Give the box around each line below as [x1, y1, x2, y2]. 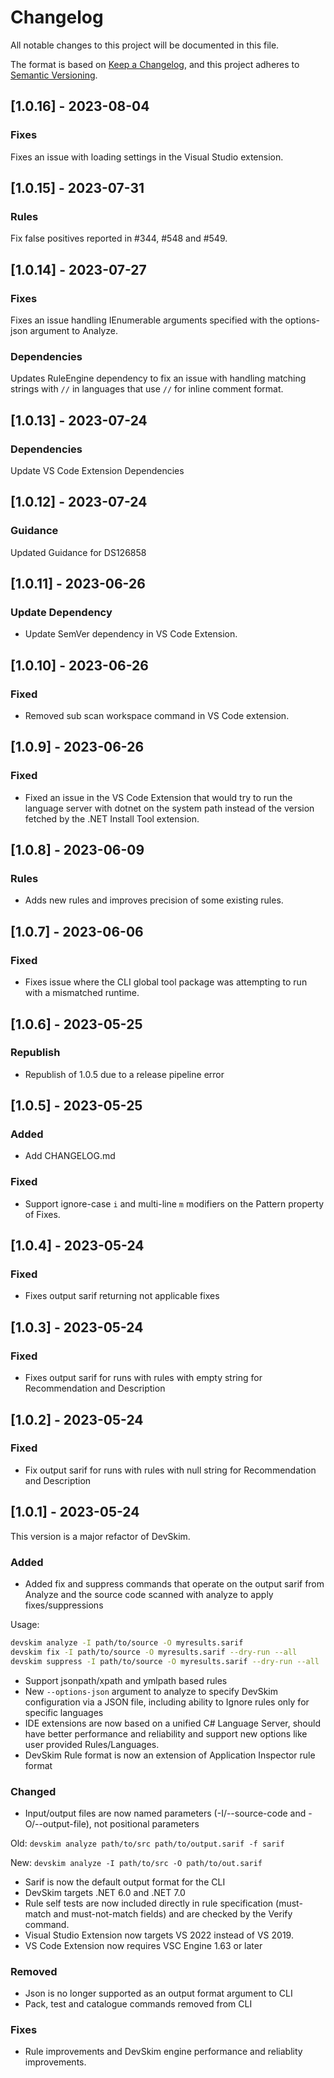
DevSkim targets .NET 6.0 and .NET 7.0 [24, 1886, 186, 1898]
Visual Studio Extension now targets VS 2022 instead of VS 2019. [24, 1929, 294, 1941]
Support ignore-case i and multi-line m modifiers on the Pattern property [24, 1197, 325, 1210]
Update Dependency [10, 605, 113, 619]
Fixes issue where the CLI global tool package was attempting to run [24, 976, 308, 988]
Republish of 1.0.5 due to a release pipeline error [24, 1068, 225, 1080]
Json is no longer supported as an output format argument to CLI [24, 1987, 293, 2000]
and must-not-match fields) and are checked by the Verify [53, 1907, 293, 1920]
